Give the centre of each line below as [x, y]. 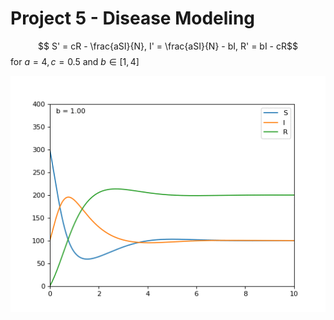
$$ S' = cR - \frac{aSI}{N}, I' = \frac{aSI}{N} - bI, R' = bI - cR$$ [168, 46]
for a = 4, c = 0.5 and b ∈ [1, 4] [75, 61]
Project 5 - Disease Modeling [133, 18]
